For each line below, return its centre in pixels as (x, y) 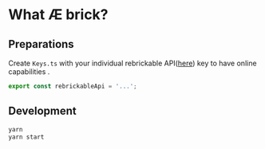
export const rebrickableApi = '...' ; (73, 86)
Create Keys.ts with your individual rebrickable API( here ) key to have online (132, 63)
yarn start (26, 137)
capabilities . (29, 72)
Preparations (41, 44)
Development (43, 111)
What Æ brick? (59, 15)
